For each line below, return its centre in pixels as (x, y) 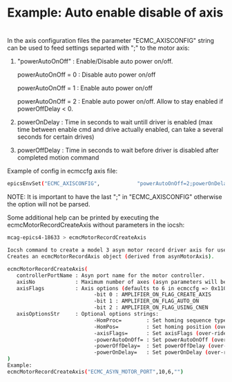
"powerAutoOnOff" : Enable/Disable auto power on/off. (95, 61)
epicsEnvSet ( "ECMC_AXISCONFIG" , (54, 184)
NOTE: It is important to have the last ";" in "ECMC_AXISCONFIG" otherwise (115, 197)
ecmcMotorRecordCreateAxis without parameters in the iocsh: (96, 225)
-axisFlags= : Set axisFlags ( (146, 333)
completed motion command (58, 157)
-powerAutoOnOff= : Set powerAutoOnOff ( (154, 340)
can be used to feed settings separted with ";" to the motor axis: (98, 48)
